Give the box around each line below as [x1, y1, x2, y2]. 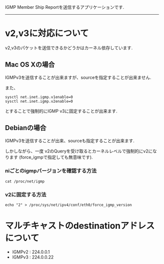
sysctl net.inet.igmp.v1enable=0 [5, 94, 73, 99]
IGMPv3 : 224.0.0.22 [12, 254, 54, 260]
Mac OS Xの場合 [5, 61, 55, 69]
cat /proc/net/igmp [5, 179, 45, 184]
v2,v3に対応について [5, 28, 89, 39]
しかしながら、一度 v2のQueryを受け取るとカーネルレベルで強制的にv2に [5, 148, 153, 154]
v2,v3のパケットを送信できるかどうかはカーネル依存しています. [5, 44, 133, 50]
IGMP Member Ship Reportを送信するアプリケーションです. [5, 4, 124, 10]
